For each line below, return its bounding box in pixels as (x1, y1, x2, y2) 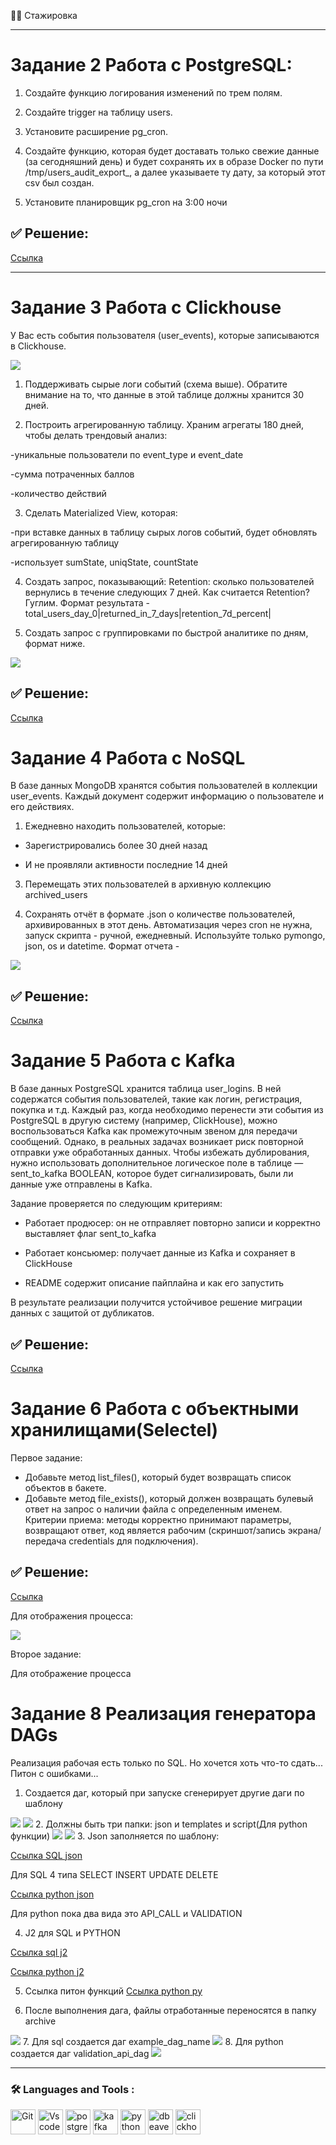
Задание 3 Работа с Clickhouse (10, 296, 282, 319)
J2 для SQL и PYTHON (24, 1926, 121, 1939)
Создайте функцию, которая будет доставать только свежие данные (24, 145, 320, 157)
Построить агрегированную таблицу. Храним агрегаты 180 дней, (24, 418, 305, 430)
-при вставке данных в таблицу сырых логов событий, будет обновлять (10, 526, 318, 538)
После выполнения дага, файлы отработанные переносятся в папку (24, 2004, 317, 2016)
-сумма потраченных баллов (10, 468, 135, 480)
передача (24, 1535, 67, 1547)
